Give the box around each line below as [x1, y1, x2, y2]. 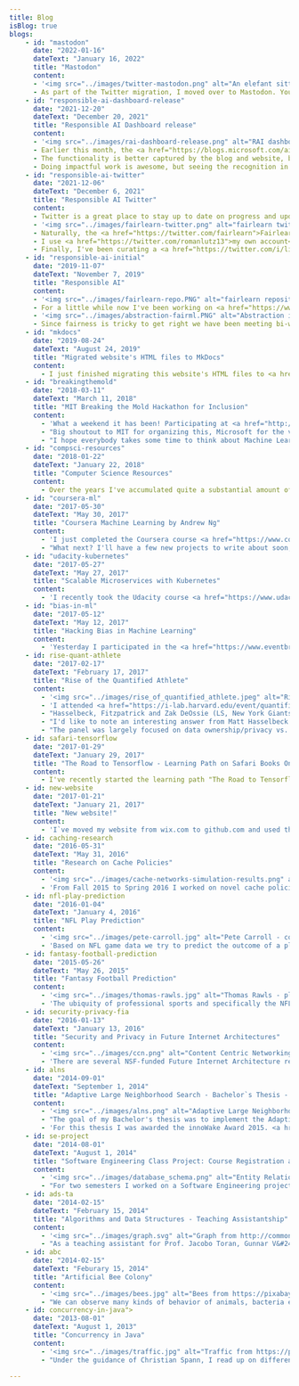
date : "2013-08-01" [32, 1314, 105, 1324]
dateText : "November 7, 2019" [32, 270, 145, 279]
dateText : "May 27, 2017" [32, 568, 129, 578]
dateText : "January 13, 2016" [32, 1024, 145, 1033]
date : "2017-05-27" [32, 560, 105, 569]
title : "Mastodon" [32, 63, 101, 72]
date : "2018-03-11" [32, 386, 105, 395]
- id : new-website [25, 783, 93, 793]
